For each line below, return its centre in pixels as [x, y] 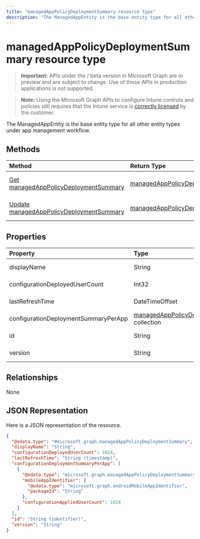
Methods [23, 149]
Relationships [32, 378]
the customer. [38, 113]
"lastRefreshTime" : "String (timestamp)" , [65, 458]
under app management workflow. [48, 130]
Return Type [148, 166]
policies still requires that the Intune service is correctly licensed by [103, 106]
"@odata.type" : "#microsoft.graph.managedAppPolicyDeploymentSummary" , [102, 441]
